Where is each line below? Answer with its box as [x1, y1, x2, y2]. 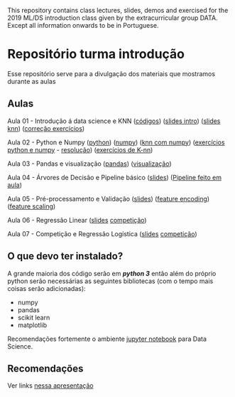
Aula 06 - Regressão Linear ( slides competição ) [7, 216, 147, 224]
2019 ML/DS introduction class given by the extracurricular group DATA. [7, 14, 218, 22]
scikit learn [17, 313, 50, 322]
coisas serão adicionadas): [7, 284, 87, 292]
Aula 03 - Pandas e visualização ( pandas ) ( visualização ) [7, 159, 172, 168]
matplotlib [17, 320, 48, 329]
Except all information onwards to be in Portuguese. [7, 21, 159, 29]
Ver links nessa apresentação [7, 381, 94, 390]
